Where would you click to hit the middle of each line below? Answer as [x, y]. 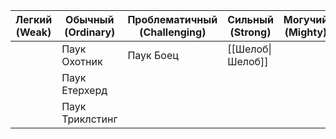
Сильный [250, 19]
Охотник [82, 61]
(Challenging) [173, 32]
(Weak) [33, 32]
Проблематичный [172, 19]
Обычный [90, 19]
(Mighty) [306, 32]
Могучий [306, 19]
